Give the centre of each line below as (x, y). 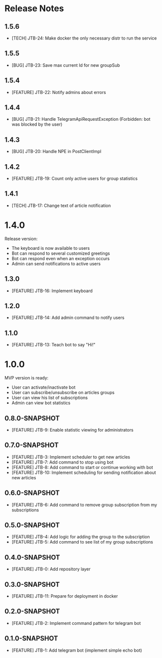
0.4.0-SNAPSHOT (32, 557)
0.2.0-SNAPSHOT (32, 611)
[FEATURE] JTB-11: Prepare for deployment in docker (65, 596)
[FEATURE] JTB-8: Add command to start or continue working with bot (82, 467)
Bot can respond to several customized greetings (61, 253)
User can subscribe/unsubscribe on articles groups (63, 393)
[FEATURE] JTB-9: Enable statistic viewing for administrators (73, 430)
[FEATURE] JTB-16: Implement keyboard (52, 291)
